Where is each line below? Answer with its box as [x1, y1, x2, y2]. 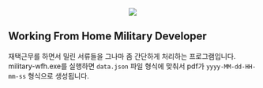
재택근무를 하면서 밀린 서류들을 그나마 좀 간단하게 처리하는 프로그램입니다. [8, 51, 236, 60]
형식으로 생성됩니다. [27, 71, 89, 80]
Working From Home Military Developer [8, 30, 207, 43]
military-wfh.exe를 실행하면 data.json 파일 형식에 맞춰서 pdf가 [8, 61, 205, 71]
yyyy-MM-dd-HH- [206, 63, 257, 71]
